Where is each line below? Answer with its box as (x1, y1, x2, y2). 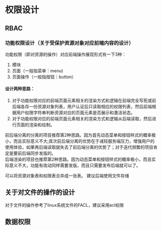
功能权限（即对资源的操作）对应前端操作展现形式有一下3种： (5, 51, 127, 57)
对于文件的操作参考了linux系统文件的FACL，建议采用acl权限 (5, 202, 124, 208)
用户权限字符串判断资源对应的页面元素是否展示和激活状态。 (16, 110, 135, 115)
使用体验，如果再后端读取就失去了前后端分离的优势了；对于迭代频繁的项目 (5, 144, 153, 150)
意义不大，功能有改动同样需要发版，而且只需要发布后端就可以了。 (9, 163, 141, 168)
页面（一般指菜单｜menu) (12, 67, 63, 73)
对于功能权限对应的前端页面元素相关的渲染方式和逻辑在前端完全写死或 (12, 98, 152, 103)
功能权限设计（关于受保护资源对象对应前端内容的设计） (5, 39, 134, 46)
